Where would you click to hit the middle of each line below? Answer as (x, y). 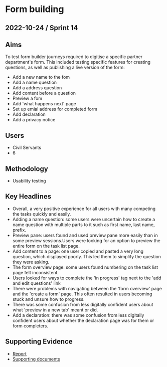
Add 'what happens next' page (44, 104)
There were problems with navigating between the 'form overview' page (87, 288)
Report (19, 353)
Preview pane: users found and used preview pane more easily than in (85, 235)
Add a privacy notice (34, 120)
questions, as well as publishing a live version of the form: (65, 67)
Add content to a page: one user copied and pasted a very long (78, 251)
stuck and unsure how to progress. (48, 299)
